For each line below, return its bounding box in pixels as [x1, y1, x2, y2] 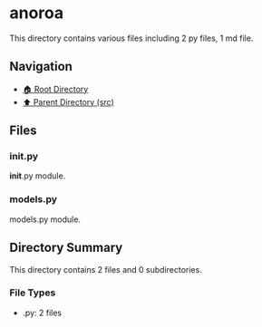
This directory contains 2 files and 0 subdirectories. [9, 264, 202, 274]
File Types [9, 286, 56, 299]
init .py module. [9, 170, 66, 181]
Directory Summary [9, 240, 123, 255]
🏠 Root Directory [22, 83, 89, 94]
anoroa [9, 3, 64, 24]
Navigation [9, 59, 73, 74]
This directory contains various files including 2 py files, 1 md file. [9, 33, 254, 43]
